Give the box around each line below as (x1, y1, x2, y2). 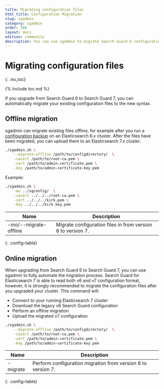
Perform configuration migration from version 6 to (32, 360, 147, 367)
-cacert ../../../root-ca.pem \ (14, 193, 80, 198)
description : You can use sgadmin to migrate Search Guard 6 (5, 39, 132, 44)
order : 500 (5, 25, 27, 30)
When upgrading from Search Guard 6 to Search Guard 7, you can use (5, 267, 146, 273)
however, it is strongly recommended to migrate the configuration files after (5, 283, 157, 289)
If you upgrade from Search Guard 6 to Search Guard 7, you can (5, 95, 134, 101)
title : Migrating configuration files (5, 7, 84, 12)
